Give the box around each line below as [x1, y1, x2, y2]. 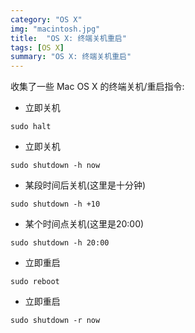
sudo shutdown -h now [10, 161, 101, 171]
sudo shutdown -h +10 [10, 199, 101, 210]
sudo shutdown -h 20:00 [10, 238, 110, 248]
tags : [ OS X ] [10, 42, 65, 53]
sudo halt [10, 122, 52, 132]
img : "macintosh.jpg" [10, 24, 101, 34]
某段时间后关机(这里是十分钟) [24, 179, 147, 191]
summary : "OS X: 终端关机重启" [10, 52, 132, 62]
